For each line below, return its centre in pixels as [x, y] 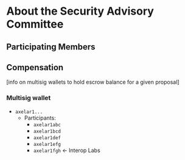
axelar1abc [47, 125]
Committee [35, 24]
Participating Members [51, 47]
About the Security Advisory [80, 11]
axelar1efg [47, 144]
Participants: [40, 118]
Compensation [35, 67]
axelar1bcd [47, 131]
